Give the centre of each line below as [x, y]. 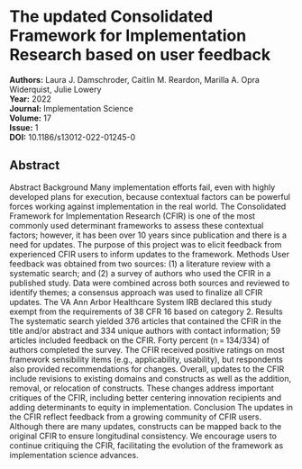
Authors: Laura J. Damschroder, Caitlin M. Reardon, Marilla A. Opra [134, 79]
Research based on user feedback [140, 55]
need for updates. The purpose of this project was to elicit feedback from [146, 244]
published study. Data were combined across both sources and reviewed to [150, 283]
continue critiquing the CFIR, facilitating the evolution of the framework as [146, 445]
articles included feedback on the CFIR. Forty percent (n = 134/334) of [140, 340]
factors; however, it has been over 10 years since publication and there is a [148, 235]
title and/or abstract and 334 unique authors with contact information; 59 [145, 330]
